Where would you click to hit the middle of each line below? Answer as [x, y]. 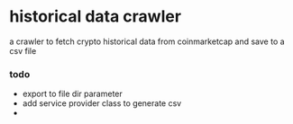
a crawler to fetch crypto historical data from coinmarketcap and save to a [147, 41]
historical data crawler [96, 17]
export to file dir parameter [73, 94]
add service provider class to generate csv [102, 103]
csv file [23, 50]
